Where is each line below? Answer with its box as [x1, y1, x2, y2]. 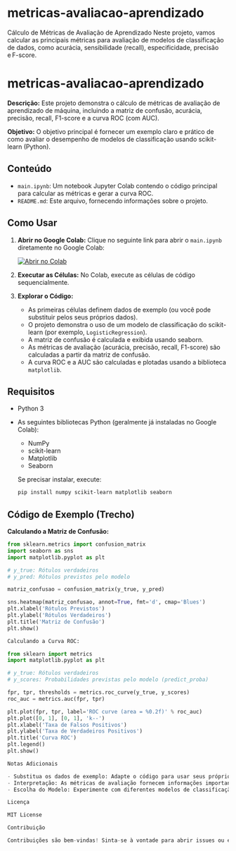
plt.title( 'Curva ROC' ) [7, 735, 77, 742]
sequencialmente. [17, 278, 70, 286]
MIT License [7, 812, 42, 819]
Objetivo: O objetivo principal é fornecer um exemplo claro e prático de [7, 127, 214, 135]
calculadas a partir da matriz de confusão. [27, 350, 151, 359]
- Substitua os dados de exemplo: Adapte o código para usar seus [7, 773, 206, 780]
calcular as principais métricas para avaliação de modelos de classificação [7, 35, 224, 44]
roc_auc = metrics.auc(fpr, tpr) [7, 695, 105, 702]
